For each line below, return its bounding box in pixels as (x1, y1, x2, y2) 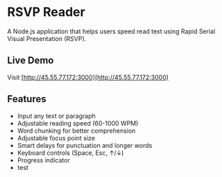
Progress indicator (17, 155, 71, 164)
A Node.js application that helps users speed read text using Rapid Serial (7, 27, 216, 35)
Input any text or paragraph (17, 112, 96, 120)
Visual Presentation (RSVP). (7, 34, 87, 42)
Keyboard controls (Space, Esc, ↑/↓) (17, 149, 124, 157)
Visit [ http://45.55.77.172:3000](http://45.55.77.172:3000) (7, 73, 169, 81)
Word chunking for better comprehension (17, 126, 136, 135)
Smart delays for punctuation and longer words (17, 141, 153, 149)
